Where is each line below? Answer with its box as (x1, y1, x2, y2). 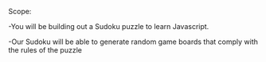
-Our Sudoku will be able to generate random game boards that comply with (8, 37, 259, 46)
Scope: (8, 7, 32, 16)
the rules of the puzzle (8, 46, 82, 54)
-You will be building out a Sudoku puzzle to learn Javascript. (8, 22, 209, 31)
